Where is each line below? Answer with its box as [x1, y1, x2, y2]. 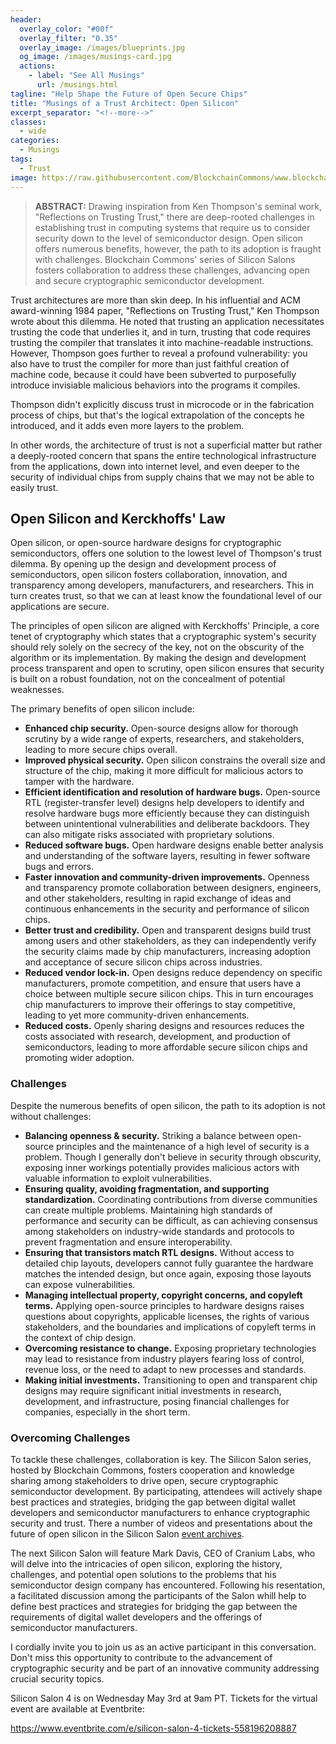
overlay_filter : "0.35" [19, 33, 118, 43]
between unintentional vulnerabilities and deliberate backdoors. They [24, 818, 310, 830]
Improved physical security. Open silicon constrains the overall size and [24, 754, 326, 766]
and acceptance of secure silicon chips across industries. [24, 956, 263, 968]
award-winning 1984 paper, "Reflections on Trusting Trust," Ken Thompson [10, 304, 320, 316]
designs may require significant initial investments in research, [24, 1384, 282, 1396]
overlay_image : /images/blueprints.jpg [19, 42, 186, 53]
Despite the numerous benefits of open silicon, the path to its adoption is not [10, 1099, 326, 1111]
